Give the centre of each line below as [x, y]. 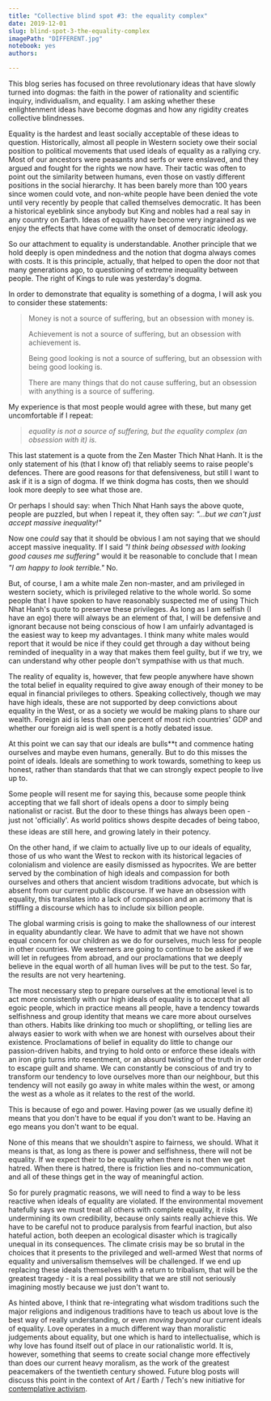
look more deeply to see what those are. [76, 490]
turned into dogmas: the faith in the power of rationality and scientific [124, 92]
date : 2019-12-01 [38, 23]
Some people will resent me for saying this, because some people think [127, 794]
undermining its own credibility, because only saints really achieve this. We [133, 1218]
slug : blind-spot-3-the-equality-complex [79, 31]
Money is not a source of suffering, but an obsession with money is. [141, 318]
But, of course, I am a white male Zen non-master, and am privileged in [127, 583]
